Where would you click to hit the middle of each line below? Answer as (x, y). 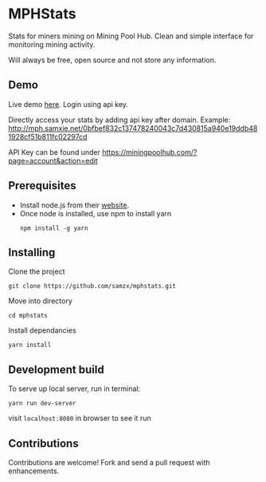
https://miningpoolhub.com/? (150, 152)
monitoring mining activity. (52, 44)
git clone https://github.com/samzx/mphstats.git (92, 286)
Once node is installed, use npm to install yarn (96, 213)
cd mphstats (28, 316)
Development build (57, 369)
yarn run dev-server (43, 404)
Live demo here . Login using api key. (68, 104)
